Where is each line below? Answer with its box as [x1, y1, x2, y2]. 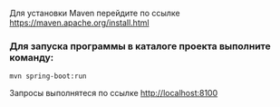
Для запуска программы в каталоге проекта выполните [9, 40, 272, 53]
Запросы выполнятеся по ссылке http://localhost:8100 [9, 88, 218, 99]
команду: [9, 51, 54, 63]
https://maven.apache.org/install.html [9, 17, 150, 28]
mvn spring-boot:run [9, 72, 88, 81]
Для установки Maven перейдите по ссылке [9, 8, 180, 18]
